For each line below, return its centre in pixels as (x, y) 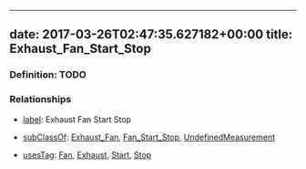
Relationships (41, 100)
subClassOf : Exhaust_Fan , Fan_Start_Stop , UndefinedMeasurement (149, 137)
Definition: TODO (48, 75)
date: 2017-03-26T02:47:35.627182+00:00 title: (151, 34)
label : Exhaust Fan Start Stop (77, 119)
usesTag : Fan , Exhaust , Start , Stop (87, 154)
